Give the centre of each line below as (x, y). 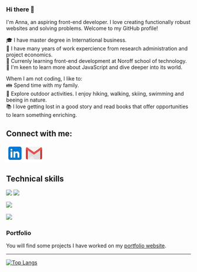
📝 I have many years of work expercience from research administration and (97, 49)
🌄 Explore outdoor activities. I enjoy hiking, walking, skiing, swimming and (95, 94)
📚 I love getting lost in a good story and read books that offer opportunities (97, 107)
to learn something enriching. (42, 115)
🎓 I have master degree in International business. (67, 40)
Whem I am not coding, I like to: (44, 79)
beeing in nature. (26, 100)
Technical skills (35, 179)
